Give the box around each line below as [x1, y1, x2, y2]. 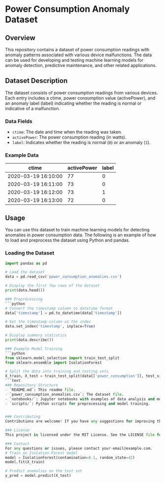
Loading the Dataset [5, 250, 55, 257]
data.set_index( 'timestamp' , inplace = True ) [5, 324, 96, 329]
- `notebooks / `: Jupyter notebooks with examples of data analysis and [5, 396, 155, 402]
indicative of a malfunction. [5, 105, 60, 111]
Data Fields [5, 117, 33, 124]
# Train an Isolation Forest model [5, 450, 78, 455]
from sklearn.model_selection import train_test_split [5, 355, 120, 361]
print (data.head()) [5, 288, 45, 293]
